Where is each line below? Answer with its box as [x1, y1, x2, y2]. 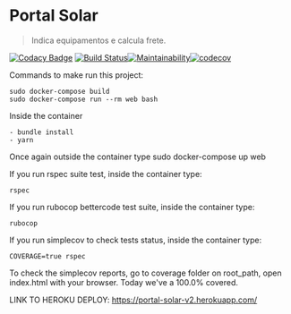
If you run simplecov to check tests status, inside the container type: [9, 234, 262, 245]
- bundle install [9, 127, 74, 137]
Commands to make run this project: [9, 69, 144, 81]
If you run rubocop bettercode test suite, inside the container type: [9, 201, 255, 212]
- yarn [9, 135, 34, 144]
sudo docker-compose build [9, 87, 110, 96]
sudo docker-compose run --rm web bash [9, 95, 158, 104]
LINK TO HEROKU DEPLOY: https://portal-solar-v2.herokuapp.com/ [9, 294, 258, 305]
